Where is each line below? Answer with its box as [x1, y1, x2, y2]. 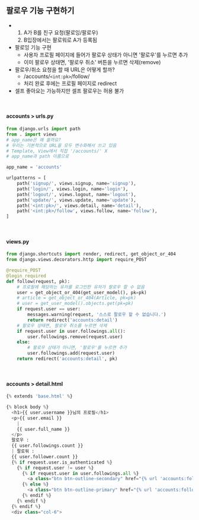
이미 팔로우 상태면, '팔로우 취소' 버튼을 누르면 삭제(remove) [23, 58, 161, 65]
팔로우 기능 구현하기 [6, 5, 75, 16]
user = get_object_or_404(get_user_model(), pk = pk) [17, 289, 147, 295]
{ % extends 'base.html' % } [6, 393, 73, 399]
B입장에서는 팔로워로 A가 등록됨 [23, 36, 98, 43]
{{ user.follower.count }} [11, 453, 78, 459]
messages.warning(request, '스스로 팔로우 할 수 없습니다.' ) [27, 311, 166, 318]
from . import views [6, 131, 57, 137]
